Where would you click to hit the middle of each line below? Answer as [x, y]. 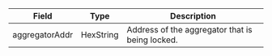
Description [193, 16]
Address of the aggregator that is [189, 30]
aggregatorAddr [43, 34]
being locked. [152, 40]
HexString [100, 34]
